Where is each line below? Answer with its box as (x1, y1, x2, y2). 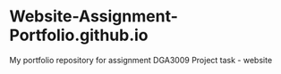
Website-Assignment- (9, 6, 179, 27)
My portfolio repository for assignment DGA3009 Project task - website (9, 54, 273, 65)
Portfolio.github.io (9, 25, 149, 45)
